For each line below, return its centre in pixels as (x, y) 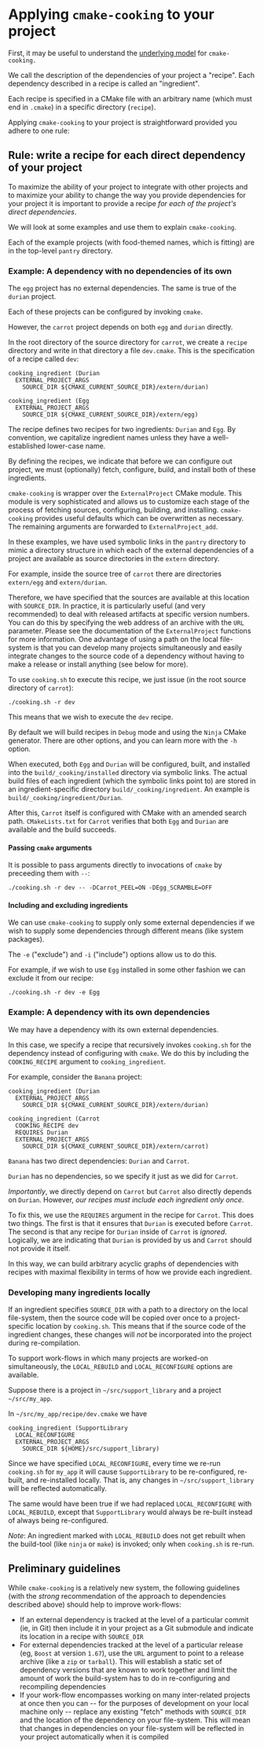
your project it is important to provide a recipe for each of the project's (123, 203)
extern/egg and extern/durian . (58, 582)
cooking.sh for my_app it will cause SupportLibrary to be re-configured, (122, 1472)
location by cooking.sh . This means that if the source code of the (141, 1327)
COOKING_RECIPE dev (47, 1125)
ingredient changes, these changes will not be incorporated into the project (130, 1334)
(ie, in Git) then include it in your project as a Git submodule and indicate (136, 1628)
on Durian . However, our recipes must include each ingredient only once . (126, 1199)
